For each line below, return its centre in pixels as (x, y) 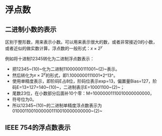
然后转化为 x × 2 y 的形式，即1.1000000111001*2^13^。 (65, 75)
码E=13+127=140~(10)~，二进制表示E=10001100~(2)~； (68, 87)
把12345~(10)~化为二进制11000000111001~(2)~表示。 (66, 69)
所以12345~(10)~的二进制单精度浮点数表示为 (57, 105)
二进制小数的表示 (31, 29)
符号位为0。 (24, 100)
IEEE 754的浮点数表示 (38, 127)
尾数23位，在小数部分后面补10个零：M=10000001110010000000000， (83, 93)
